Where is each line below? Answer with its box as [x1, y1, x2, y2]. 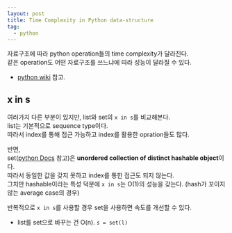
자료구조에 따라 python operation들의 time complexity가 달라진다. [7, 49, 189, 58]
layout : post [7, 10, 45, 17]
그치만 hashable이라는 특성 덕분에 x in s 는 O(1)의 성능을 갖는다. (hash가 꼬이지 [7, 180, 226, 188]
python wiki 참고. [17, 73, 66, 81]
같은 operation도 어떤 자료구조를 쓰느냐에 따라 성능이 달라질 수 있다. [7, 58, 192, 67]
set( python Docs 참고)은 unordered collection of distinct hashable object [7, 154, 219, 162]
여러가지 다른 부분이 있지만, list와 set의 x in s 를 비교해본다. [7, 113, 171, 122]
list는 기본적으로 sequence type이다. [7, 122, 109, 130]
